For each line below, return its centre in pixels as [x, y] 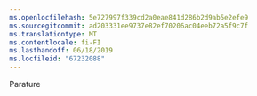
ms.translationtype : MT [53, 34]
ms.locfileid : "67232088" [57, 59]
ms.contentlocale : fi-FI [55, 42]
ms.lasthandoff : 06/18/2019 [61, 51]
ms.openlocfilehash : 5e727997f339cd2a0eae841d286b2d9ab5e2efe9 [129, 17]
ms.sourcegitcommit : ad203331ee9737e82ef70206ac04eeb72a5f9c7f [129, 26]
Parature [25, 84]
